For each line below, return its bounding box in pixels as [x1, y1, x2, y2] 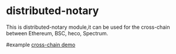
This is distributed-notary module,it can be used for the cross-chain [6, 23, 170, 31]
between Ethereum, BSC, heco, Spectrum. [6, 29, 109, 36]
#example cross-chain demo [6, 41, 76, 48]
